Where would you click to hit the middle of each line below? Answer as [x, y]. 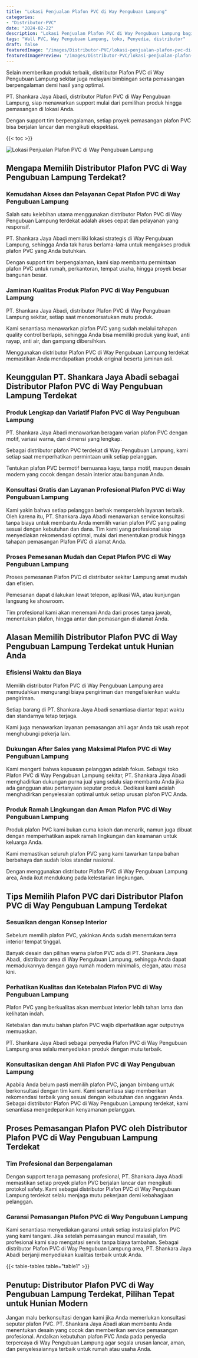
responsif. [18, 227]
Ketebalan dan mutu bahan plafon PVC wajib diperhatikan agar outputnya [95, 1025]
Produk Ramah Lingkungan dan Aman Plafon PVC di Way [89, 809]
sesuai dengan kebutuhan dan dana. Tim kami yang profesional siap [89, 529]
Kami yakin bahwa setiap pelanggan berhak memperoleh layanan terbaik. [95, 510]
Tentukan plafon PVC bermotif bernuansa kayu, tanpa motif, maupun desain [98, 468]
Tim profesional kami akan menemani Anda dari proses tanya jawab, [89, 612]
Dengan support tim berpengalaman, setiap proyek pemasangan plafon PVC [99, 120]
